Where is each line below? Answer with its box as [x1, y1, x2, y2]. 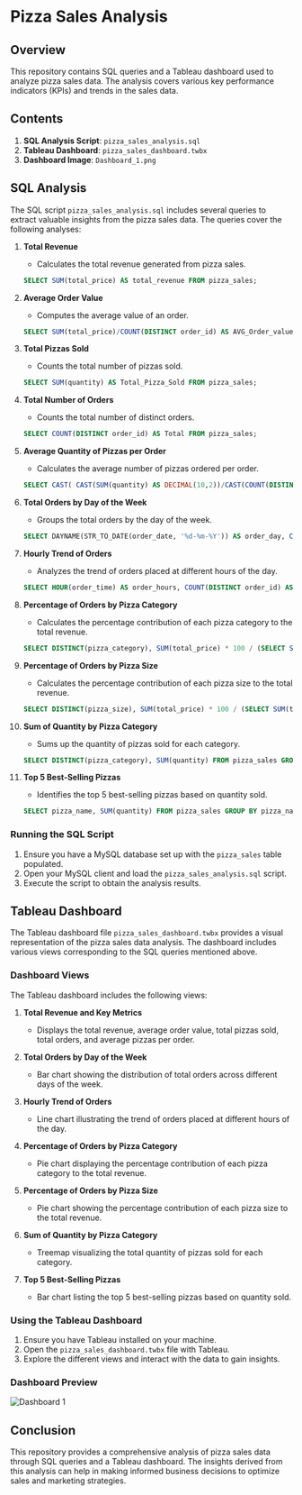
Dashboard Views [10, 969, 90, 981]
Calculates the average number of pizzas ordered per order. [36, 463, 260, 474]
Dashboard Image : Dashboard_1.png [22, 154, 156, 165]
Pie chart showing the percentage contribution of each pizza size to [36, 1202, 289, 1213]
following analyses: [10, 223, 82, 234]
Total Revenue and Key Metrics [22, 1007, 143, 1017]
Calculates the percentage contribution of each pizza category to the [36, 616, 293, 627]
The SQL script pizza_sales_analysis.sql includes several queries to [10, 205, 267, 215]
